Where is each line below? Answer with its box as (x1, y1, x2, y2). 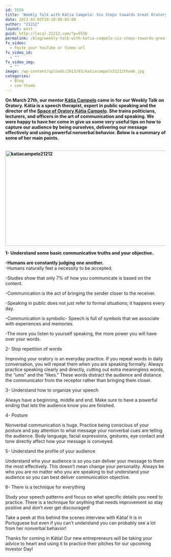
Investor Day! (5, 546, 33, 552)
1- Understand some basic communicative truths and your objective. (5, 250, 154, 256)
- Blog (10, 78, 24, 83)
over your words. (5, 336, 41, 342)
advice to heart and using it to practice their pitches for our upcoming (5, 540, 151, 546)
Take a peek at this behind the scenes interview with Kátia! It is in (5, 514, 142, 520)
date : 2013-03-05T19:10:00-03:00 (5, 17, 76, 22)
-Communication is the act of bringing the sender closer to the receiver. (5, 290, 156, 296)
